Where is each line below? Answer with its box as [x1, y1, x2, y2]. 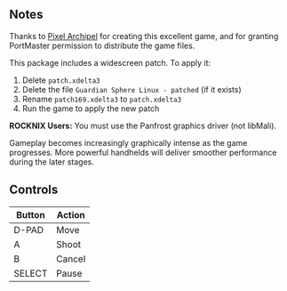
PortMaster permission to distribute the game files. [9, 40, 195, 51]
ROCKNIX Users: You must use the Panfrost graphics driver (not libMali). [9, 120, 277, 131]
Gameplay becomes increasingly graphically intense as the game [9, 137, 248, 148]
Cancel [56, 253, 86, 265]
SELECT [13, 267, 48, 279]
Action [56, 208, 86, 221]
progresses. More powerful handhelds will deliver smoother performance [9, 147, 277, 158]
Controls [9, 182, 59, 198]
